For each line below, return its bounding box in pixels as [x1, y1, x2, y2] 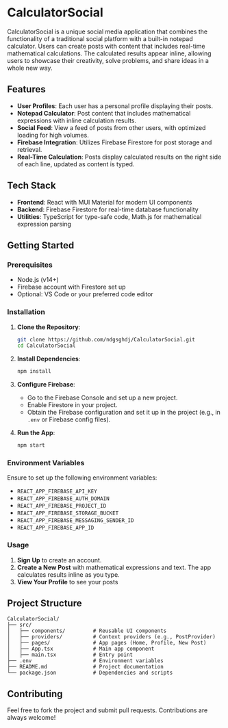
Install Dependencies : [16, 354, 81, 363]
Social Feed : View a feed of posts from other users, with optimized [16, 123, 206, 131]
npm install [16, 368, 51, 375]
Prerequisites [7, 260, 53, 270]
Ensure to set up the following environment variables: [7, 473, 157, 482]
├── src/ [7, 621, 32, 629]
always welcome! [7, 714, 56, 722]
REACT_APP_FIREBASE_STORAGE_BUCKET [16, 510, 119, 517]
